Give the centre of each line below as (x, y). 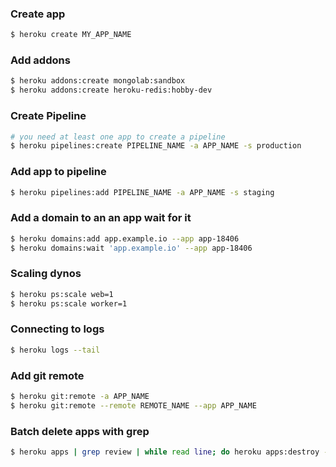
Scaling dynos (46, 274)
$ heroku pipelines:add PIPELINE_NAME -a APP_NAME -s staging (142, 192)
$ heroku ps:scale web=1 (62, 294)
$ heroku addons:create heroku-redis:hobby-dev (111, 90)
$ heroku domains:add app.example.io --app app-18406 (125, 238)
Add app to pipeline (58, 172)
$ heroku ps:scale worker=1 (69, 303)
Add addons (40, 60)
